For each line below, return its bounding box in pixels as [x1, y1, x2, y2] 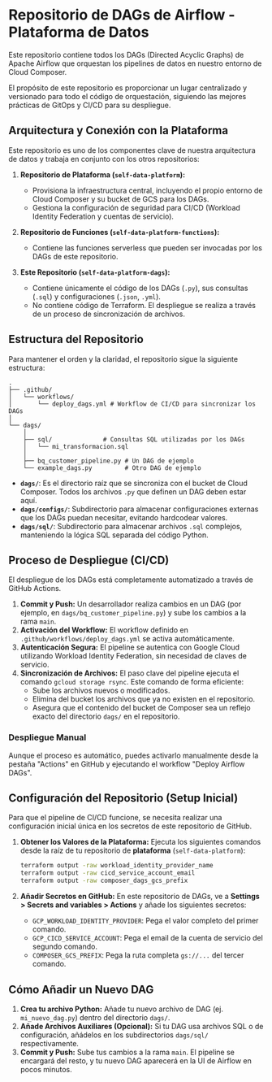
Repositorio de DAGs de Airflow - [8, 6, 235, 24]
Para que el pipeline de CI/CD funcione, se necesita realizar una [8, 813, 222, 823]
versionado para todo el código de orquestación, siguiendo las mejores [8, 91, 247, 101]
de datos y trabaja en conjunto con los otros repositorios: [8, 154, 201, 163]
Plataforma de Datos [8, 23, 149, 41]
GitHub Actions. [8, 584, 62, 593]
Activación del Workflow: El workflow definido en [19, 625, 189, 635]
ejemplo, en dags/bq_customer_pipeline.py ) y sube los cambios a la [19, 608, 247, 618]
